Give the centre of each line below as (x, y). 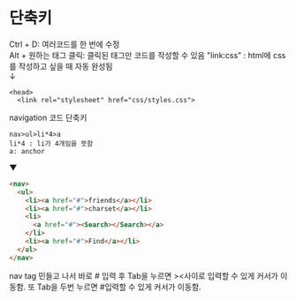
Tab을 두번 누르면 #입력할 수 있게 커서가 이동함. (119, 287)
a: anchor (27, 151)
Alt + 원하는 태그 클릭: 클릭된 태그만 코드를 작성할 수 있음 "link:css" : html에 (140, 55)
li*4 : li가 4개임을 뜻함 (51, 143)
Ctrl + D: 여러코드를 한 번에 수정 (65, 44)
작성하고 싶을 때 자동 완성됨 (65, 66)
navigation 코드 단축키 (48, 117)
